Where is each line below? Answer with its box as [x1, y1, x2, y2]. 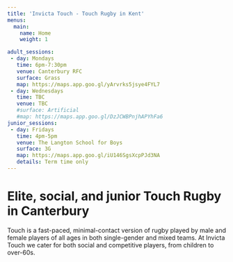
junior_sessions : [7, 120, 58, 126]
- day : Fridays [10, 126, 54, 133]
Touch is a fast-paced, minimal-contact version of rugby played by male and [7, 226, 227, 234]
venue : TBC [16, 100, 49, 108]
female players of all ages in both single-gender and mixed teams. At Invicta [7, 234, 225, 242]
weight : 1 [19, 36, 49, 43]
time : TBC [16, 94, 45, 101]
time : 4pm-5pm [16, 133, 58, 140]
